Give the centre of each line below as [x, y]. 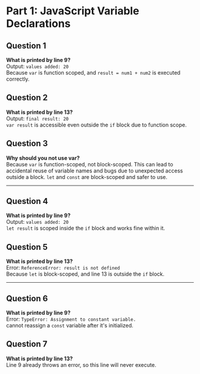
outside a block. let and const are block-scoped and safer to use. [87, 177]
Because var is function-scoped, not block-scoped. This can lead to [90, 164]
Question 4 [27, 201]
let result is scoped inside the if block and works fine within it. [86, 228]
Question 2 [27, 98]
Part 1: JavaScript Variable [73, 11]
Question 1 [26, 46]
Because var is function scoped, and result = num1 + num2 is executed [93, 72]
